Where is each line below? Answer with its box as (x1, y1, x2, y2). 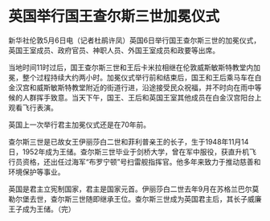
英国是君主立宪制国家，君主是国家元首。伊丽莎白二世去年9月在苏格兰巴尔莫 (8, 184, 260, 194)
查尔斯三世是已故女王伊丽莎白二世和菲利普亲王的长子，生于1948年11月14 (8, 137, 249, 146)
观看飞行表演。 (8, 102, 58, 113)
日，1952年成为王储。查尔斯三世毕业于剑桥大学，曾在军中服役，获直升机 (8, 146, 250, 157)
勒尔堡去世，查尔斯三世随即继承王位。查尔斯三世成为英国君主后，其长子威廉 (8, 194, 262, 203)
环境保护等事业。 (8, 166, 65, 177)
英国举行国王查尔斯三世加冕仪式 (8, 7, 220, 26)
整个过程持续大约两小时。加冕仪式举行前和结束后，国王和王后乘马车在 (22, 72, 255, 82)
